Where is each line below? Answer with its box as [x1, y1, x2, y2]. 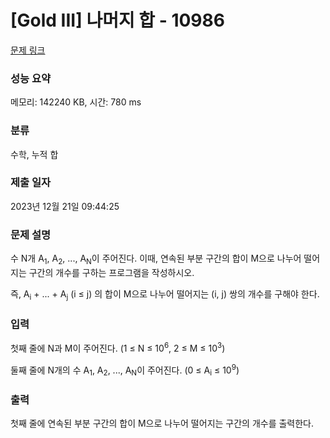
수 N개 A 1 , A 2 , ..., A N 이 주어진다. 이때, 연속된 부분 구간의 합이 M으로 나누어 [10, 252, 302, 266]
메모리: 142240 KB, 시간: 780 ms [10, 96, 142, 108]
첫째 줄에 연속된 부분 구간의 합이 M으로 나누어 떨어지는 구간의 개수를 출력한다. [10, 417, 315, 430]
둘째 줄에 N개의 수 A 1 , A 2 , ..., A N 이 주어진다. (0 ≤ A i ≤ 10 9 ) [10, 362, 240, 378]
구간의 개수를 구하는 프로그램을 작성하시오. [28, 266, 195, 278]
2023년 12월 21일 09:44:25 [10, 200, 120, 212]
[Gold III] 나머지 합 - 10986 [10, 9, 225, 32]
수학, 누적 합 [10, 148, 59, 160]
